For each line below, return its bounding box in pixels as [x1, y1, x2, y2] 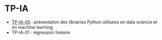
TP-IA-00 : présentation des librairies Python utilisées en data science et [11, 19, 158, 25]
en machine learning [11, 24, 53, 30]
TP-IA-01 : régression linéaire [11, 29, 70, 35]
